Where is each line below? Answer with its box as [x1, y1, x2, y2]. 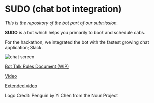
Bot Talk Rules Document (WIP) [5, 63, 69, 69]
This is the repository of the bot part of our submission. [5, 20, 118, 26]
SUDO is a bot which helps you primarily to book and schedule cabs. [5, 29, 145, 35]
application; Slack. [5, 44, 43, 50]
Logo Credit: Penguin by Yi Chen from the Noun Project [5, 92, 118, 98]
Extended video [5, 83, 37, 89]
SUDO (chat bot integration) [5, 3, 122, 15]
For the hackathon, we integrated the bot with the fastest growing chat [5, 39, 149, 45]
